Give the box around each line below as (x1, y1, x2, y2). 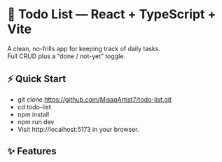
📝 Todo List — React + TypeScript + (7, 6, 216, 22)
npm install (17, 110, 50, 119)
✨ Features (7, 145, 57, 157)
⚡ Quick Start (7, 73, 67, 85)
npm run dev (17, 117, 55, 126)
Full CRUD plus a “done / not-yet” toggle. (7, 52, 126, 60)
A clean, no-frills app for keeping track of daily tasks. (7, 44, 161, 53)
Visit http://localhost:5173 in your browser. (17, 125, 139, 133)
